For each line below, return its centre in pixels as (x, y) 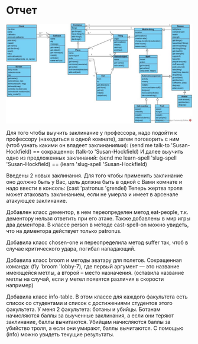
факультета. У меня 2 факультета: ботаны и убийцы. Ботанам (83, 309)
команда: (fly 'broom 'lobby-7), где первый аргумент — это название (93, 267)
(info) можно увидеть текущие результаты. (60, 335)
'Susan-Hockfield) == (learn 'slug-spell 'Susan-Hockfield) (77, 164)
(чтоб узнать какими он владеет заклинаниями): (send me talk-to (88, 145)
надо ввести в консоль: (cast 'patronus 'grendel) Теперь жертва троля (95, 188)
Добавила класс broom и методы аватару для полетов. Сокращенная (94, 260)
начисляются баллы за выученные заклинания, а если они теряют (90, 316)
